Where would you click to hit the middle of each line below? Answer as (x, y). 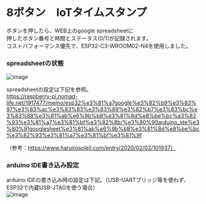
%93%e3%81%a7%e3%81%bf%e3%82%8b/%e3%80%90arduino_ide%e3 (103, 122)
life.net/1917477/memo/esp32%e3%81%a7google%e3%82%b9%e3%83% (101, 103)
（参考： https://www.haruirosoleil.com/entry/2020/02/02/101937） (91, 148)
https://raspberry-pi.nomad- (42, 97)
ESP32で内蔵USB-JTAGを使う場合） (52, 188)
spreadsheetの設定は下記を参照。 (49, 90)
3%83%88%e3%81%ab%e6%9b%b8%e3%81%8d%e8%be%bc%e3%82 (101, 116)
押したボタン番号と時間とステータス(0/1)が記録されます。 (79, 38)
